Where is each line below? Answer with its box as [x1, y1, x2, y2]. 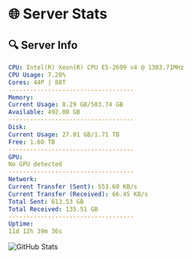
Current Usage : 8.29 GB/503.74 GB [8, 101, 124, 109]
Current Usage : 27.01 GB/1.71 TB [8, 130, 120, 139]
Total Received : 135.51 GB [8, 205, 98, 213]
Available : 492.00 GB [8, 108, 81, 116]
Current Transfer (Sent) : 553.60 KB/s [8, 183, 138, 191]
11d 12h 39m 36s [8, 228, 62, 236]
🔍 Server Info [8, 38, 78, 52]
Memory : [8, 93, 34, 101]
